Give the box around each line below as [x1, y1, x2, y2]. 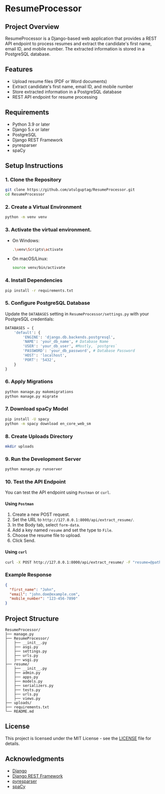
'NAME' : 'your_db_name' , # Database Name [23, 339, 109, 344]
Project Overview [5, 23, 59, 31]
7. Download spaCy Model [5, 405, 69, 412]
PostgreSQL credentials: [5, 316, 55, 322]
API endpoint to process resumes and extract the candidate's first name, [5, 41, 152, 47]
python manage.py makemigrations [5, 389, 74, 394]
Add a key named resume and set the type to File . [12, 527, 113, 533]
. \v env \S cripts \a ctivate [12, 247, 63, 252]
